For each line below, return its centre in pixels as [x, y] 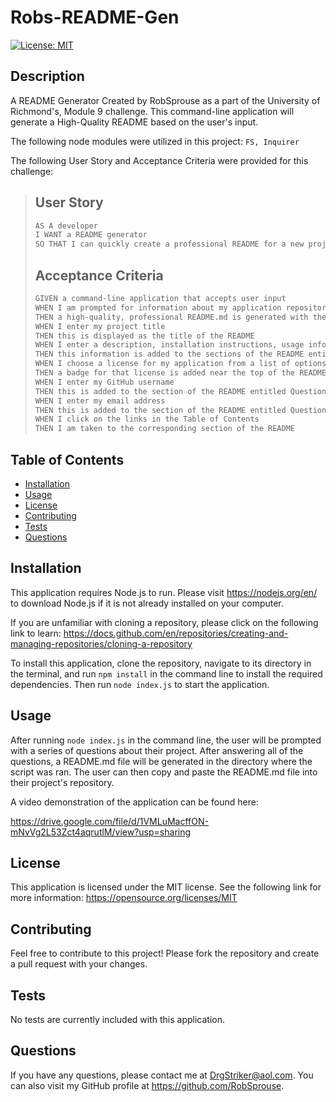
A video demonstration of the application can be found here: [134, 802]
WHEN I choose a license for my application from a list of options [180, 364]
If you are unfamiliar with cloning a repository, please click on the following [164, 622]
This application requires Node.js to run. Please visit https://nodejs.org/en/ [164, 592]
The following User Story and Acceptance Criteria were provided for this [159, 160]
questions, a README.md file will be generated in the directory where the [161, 761]
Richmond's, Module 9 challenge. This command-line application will [152, 111]
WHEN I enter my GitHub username [104, 382]
